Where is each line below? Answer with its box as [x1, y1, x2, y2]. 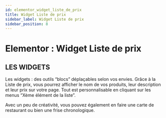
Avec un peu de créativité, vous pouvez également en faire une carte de [5, 102, 154, 108]
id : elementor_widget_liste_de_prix [5, 7, 82, 13]
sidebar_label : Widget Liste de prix [5, 17, 84, 22]
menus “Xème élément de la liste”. [5, 92, 76, 98]
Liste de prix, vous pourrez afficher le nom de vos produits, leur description [5, 81, 161, 88]
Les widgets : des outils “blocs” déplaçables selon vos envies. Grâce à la [5, 76, 156, 82]
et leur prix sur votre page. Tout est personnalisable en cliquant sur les [5, 87, 151, 93]
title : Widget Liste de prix [5, 12, 66, 17]
